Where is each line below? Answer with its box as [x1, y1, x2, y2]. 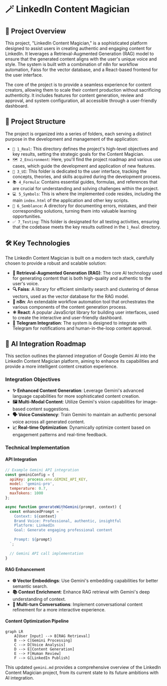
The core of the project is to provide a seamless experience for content [5, 82, 152, 88]
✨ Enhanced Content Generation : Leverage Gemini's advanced [12, 387, 144, 393]
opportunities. [12, 213, 41, 219]
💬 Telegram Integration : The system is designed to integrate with [12, 320, 147, 326]
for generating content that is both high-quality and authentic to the [12, 275, 151, 281]
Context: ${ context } [14, 513, 57, 519]
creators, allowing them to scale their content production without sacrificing [5, 87, 161, 93]
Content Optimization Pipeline [5, 618, 69, 624]
